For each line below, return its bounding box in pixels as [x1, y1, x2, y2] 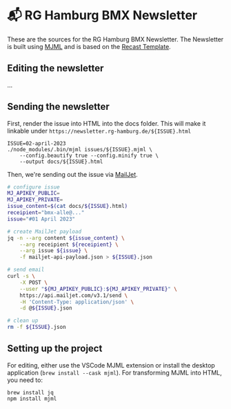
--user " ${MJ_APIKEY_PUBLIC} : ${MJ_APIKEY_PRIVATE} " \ [19, 285, 177, 292]
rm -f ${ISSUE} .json [7, 324, 67, 331]
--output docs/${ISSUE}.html [19, 158, 103, 165]
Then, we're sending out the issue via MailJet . [7, 170, 138, 178]
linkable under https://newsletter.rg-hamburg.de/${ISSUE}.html [7, 126, 192, 135]
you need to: [7, 376, 43, 384]
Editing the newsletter [7, 62, 104, 75]
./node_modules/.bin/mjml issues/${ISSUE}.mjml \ [7, 146, 153, 153]
